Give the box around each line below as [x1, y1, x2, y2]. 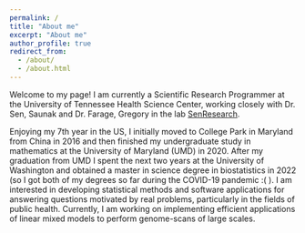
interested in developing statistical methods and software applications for [9, 184, 285, 195]
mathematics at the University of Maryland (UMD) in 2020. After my [9, 145, 264, 156]
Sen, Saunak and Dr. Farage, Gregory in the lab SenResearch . [9, 108, 240, 119]
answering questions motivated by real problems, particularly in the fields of [9, 193, 296, 205]
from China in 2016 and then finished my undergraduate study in [9, 136, 252, 147]
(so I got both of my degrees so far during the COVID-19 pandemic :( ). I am [9, 174, 293, 185]
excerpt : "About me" [9, 30, 88, 39]
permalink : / [9, 13, 59, 23]
